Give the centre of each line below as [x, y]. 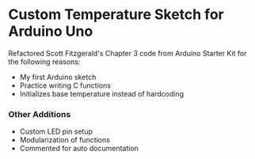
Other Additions [40, 114]
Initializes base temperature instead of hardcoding [102, 93]
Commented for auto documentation [79, 149]
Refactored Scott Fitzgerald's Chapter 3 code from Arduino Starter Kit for [127, 53]
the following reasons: [44, 62]
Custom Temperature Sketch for [116, 15]
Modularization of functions [65, 140]
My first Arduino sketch [58, 77]
